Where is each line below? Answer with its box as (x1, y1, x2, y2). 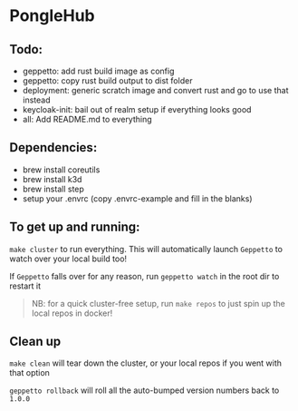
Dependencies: (9, 140, 98, 155)
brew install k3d (22, 173, 82, 184)
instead (22, 94, 52, 105)
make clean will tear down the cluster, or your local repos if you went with (9, 357, 283, 368)
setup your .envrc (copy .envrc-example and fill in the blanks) (22, 192, 253, 204)
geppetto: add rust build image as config (22, 65, 175, 76)
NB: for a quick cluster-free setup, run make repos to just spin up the (31, 298, 285, 308)
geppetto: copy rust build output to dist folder (22, 75, 193, 86)
